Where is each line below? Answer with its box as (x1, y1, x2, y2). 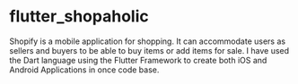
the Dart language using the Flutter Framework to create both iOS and (9, 55, 267, 65)
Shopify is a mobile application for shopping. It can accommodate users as (9, 36, 285, 46)
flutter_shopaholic (9, 6, 150, 27)
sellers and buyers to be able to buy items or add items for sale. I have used (9, 45, 290, 55)
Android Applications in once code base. (9, 64, 160, 75)
